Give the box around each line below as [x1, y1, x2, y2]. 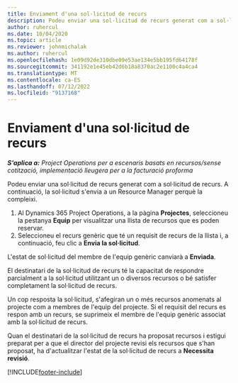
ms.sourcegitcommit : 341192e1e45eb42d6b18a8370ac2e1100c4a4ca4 [7, 63, 198, 70]
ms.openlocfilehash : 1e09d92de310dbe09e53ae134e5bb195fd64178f [7, 57, 198, 64]
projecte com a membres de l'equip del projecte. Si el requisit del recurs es [7, 303, 227, 311]
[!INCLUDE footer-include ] [7, 368, 83, 377]
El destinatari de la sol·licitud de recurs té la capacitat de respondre [7, 267, 204, 275]
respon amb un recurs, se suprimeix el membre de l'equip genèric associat [7, 310, 226, 319]
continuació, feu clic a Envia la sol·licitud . [17, 239, 140, 248]
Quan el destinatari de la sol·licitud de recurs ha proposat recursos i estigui [7, 331, 227, 340]
